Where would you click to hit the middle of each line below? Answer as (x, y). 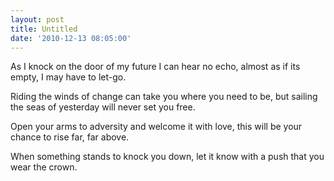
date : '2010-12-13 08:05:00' (71, 38)
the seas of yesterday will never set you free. (103, 107)
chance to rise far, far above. (70, 137)
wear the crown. (44, 167)
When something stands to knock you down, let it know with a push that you (167, 157)
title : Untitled (44, 29)
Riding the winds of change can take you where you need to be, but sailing (164, 97)
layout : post (37, 19)
